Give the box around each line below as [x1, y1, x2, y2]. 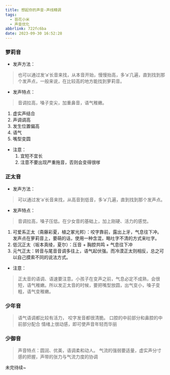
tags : [5, 12, 17, 17]
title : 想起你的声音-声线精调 [5, 7, 62, 13]
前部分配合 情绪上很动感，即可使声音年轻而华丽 [17, 321, 117, 327]
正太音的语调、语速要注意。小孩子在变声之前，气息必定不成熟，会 [17, 276, 156, 282]
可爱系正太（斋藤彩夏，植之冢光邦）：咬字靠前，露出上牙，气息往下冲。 [12, 229, 162, 235]
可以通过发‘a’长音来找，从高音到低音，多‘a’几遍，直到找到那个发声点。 [17, 196, 165, 203]
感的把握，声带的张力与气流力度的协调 [17, 354, 98, 360]
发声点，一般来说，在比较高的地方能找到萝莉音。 [22, 78, 125, 84]
